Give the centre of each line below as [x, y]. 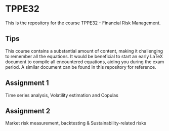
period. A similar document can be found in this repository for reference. [81, 67]
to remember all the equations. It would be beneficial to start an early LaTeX [84, 56]
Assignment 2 [28, 111]
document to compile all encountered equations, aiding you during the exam [85, 62]
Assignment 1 [27, 83]
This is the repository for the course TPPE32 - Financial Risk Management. [83, 23]
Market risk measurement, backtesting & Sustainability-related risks [76, 123]
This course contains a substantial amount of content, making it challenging [84, 51]
